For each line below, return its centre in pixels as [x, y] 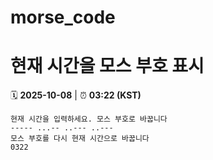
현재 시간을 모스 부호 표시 [107, 66]
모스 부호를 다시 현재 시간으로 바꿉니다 [80, 139]
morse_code [63, 17]
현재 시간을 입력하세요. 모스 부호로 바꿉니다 [89, 119]
